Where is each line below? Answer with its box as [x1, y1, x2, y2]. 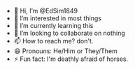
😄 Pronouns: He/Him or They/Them [13, 47, 118, 55]
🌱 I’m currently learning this [13, 22, 94, 29]
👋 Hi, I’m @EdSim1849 [13, 7, 78, 15]
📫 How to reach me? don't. [13, 37, 94, 45]
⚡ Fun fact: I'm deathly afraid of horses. [13, 55, 129, 63]
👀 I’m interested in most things [13, 14, 101, 22]
